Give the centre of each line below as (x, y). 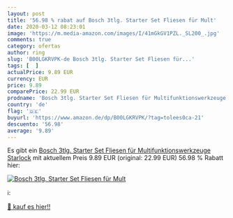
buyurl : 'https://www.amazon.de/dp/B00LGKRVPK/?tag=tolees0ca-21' (106, 117)
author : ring (26, 53)
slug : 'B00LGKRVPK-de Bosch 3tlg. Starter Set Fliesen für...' (101, 59)
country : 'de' (28, 105)
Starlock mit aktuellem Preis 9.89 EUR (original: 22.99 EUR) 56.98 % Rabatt (115, 158)
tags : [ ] (23, 66)
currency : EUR (28, 79)
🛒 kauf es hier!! (29, 207)
